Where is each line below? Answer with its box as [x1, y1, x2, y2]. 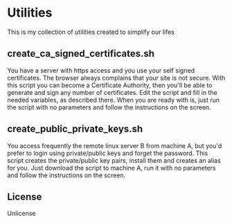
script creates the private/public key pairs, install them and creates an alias [7, 156, 222, 164]
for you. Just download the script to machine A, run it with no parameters [7, 163, 216, 172]
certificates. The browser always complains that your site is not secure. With [7, 73, 226, 82]
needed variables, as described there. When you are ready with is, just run [7, 96, 220, 104]
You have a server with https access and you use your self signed [7, 66, 195, 74]
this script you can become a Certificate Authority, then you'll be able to [7, 81, 213, 89]
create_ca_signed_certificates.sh [7, 48, 154, 60]
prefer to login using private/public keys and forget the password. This [7, 149, 208, 157]
